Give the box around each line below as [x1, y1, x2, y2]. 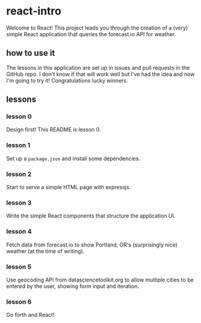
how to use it [6, 48, 55, 58]
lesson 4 [6, 227, 32, 236]
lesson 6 [6, 297, 32, 306]
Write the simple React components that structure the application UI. [6, 212, 176, 219]
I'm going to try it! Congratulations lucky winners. [6, 77, 128, 84]
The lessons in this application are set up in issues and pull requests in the [6, 64, 190, 71]
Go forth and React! [6, 312, 55, 319]
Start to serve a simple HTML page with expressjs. [6, 184, 131, 191]
